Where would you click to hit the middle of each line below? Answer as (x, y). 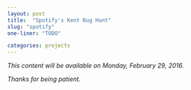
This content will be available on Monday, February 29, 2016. (96, 66)
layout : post (26, 14)
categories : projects (39, 46)
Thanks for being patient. (44, 79)
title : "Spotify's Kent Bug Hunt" (59, 20)
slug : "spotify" (31, 27)
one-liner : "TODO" (34, 33)
